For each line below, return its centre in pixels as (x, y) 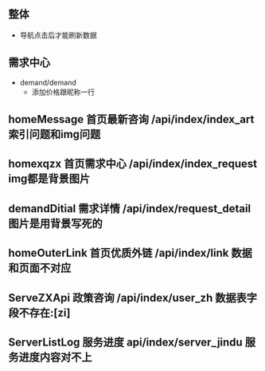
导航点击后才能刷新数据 (58, 35)
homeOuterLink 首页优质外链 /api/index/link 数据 (130, 253)
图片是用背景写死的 (55, 223)
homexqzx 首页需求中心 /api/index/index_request (133, 164)
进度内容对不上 (55, 357)
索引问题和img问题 (55, 134)
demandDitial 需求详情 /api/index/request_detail (130, 209)
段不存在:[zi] (39, 312)
